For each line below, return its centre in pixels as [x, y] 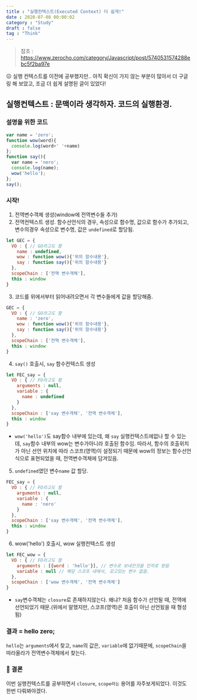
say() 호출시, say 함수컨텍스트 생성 [55, 363]
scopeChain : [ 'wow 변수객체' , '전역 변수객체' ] [66, 582]
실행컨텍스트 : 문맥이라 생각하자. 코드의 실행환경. [89, 104]
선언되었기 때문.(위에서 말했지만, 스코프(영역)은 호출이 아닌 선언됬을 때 [95, 607]
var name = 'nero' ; [35, 162]
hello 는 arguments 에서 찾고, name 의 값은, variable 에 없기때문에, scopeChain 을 [96, 645]
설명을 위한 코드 [27, 122]
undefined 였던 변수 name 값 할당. [51, 471]
